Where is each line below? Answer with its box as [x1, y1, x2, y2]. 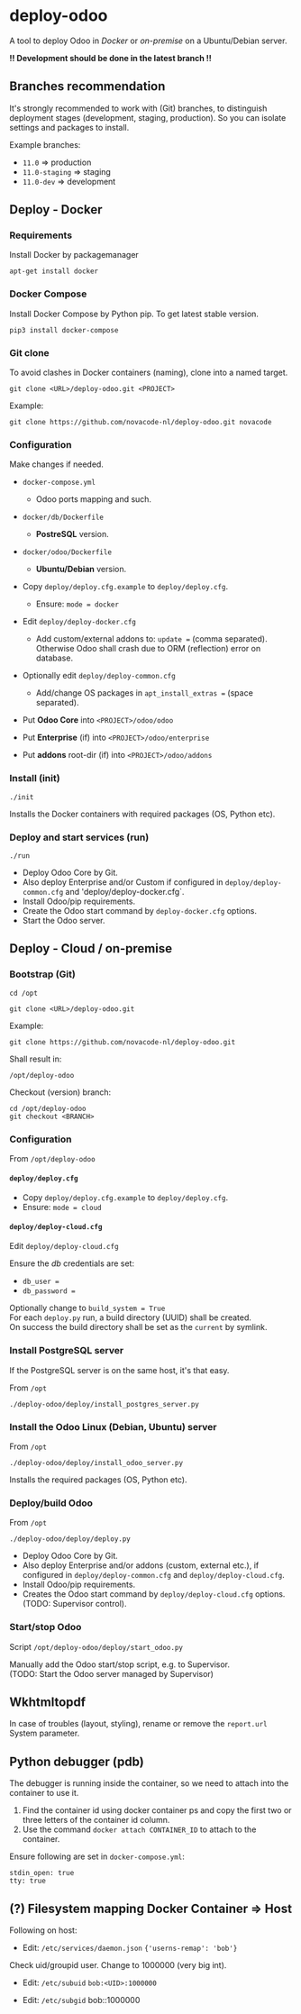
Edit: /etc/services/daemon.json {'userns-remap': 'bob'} [22, 1942, 238, 1953]
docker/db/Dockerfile [22, 513, 104, 523]
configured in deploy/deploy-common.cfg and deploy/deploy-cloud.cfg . [22, 1570, 286, 1581]
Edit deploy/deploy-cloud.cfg [9, 1241, 119, 1252]
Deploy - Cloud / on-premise [9, 941, 173, 956]
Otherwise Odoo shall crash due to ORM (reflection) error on [35, 643, 261, 654]
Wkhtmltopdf [9, 1694, 87, 1709]
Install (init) [9, 772, 60, 785]
